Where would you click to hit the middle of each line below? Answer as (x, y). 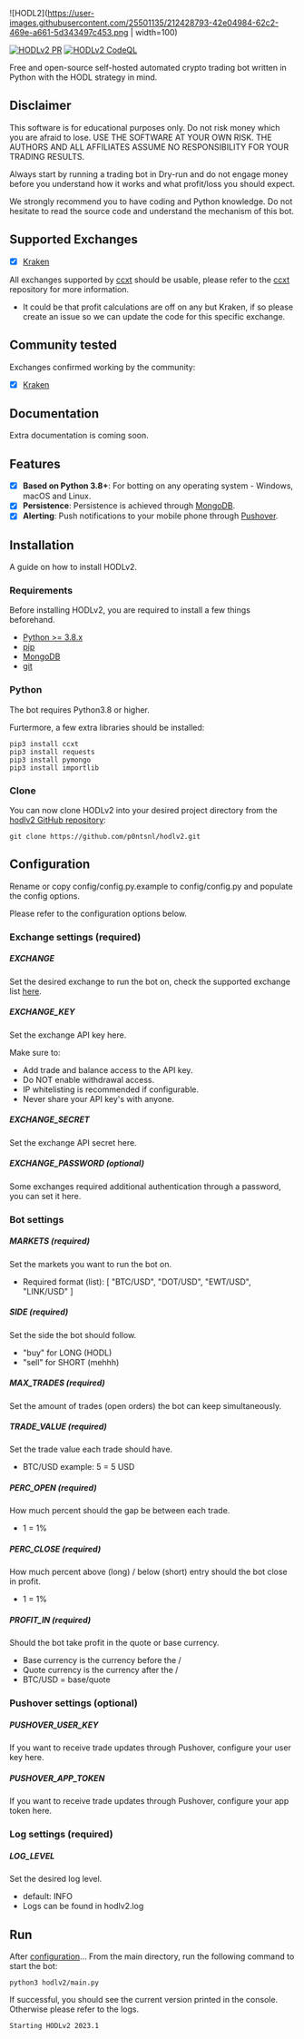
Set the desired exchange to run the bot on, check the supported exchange (150, 981)
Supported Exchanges (74, 240)
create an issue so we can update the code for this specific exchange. (154, 316)
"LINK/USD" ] (48, 1291)
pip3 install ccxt (44, 744)
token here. (31, 1811)
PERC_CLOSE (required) (55, 1549)
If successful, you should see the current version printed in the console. (144, 1999)
